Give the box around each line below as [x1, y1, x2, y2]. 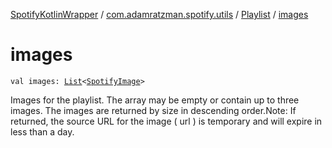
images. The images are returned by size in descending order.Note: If [10, 104, 297, 116]
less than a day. [10, 125, 75, 138]
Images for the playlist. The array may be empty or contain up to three [10, 94, 300, 106]
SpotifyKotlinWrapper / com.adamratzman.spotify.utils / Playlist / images [10, 9, 309, 20]
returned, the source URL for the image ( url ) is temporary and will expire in [10, 115, 323, 127]
